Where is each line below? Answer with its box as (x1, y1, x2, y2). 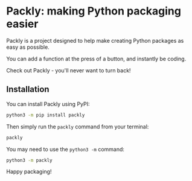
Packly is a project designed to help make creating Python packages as (6, 37, 184, 44)
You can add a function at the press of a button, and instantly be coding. (6, 55, 187, 62)
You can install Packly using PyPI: (6, 100, 90, 107)
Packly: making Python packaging (6, 4, 181, 18)
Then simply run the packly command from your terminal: (6, 122, 149, 130)
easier (6, 17, 39, 31)
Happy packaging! (6, 168, 52, 176)
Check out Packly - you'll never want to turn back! (6, 66, 131, 74)
